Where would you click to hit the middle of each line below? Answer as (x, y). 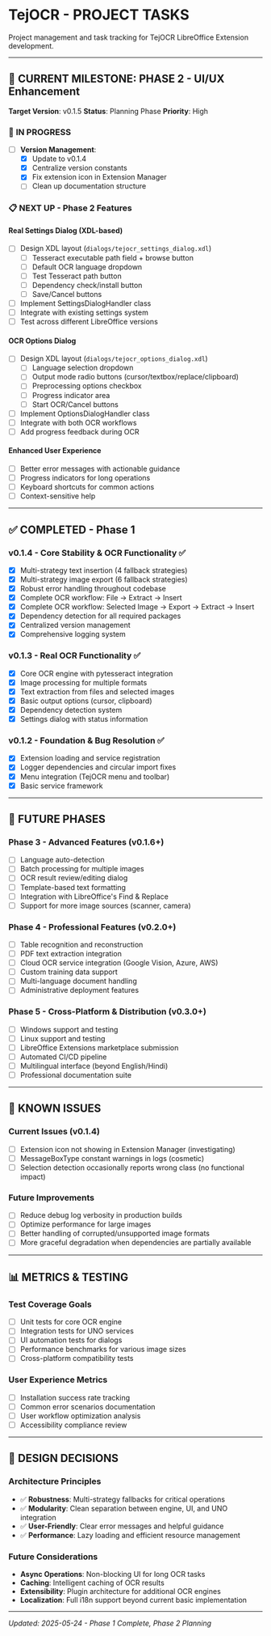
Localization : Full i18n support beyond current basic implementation (133, 1600)
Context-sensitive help (58, 496)
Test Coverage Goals (50, 1304)
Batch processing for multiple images (82, 869)
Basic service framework (61, 786)
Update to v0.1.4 (59, 159)
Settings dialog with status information (84, 719)
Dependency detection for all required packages (100, 616)
